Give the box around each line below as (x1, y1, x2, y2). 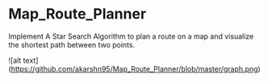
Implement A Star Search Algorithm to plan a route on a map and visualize (8, 31, 254, 41)
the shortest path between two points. (8, 39, 136, 49)
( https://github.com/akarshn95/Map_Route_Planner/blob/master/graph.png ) (8, 64, 261, 73)
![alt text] (8, 55, 39, 65)
